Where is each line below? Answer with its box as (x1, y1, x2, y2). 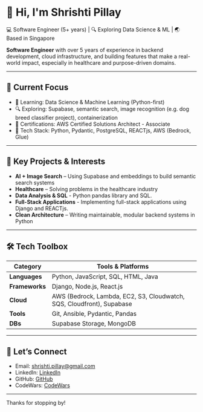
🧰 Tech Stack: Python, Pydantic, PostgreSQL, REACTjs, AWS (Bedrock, (14, 126, 192, 134)
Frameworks (9, 283, 47, 291)
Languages (9, 272, 42, 281)
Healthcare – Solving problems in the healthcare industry (14, 185, 158, 192)
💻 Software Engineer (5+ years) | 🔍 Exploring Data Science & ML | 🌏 (6, 25, 180, 33)
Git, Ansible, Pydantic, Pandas (51, 310, 137, 318)
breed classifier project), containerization (14, 114, 118, 121)
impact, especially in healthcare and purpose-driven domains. (21, 59, 176, 66)
